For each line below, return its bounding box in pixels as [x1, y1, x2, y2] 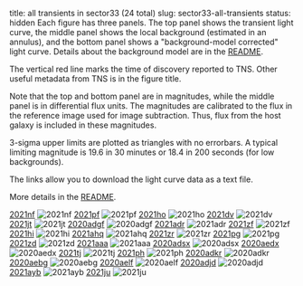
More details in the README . [9, 192, 117, 202]
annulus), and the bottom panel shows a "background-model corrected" [9, 36, 279, 47]
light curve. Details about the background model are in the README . [9, 46, 264, 57]
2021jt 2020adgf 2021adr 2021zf [9, 219, 254, 229]
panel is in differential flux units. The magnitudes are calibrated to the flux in [9, 100, 293, 111]
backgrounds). [9, 157, 64, 167]
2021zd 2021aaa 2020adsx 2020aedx [9, 238, 279, 248]
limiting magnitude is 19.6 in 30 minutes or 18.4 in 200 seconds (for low [9, 147, 275, 157]
